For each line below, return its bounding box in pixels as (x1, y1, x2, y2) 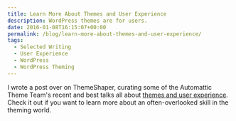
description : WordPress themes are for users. (7, 17, 148, 24)
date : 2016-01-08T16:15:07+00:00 (7, 23, 107, 31)
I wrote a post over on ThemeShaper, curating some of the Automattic (7, 83, 212, 91)
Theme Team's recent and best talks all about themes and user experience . (7, 90, 229, 99)
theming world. (7, 105, 52, 114)
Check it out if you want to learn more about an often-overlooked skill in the (7, 98, 229, 107)
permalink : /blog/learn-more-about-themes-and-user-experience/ (7, 30, 202, 38)
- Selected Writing (14, 43, 72, 51)
